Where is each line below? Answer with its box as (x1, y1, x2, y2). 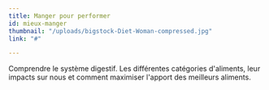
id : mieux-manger (8, 19, 67, 28)
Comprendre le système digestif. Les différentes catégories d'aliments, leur (8, 64, 261, 74)
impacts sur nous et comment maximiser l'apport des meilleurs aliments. (8, 72, 252, 82)
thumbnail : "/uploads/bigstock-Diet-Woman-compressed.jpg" (8, 27, 213, 35)
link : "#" (8, 34, 42, 43)
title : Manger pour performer (8, 11, 111, 20)
